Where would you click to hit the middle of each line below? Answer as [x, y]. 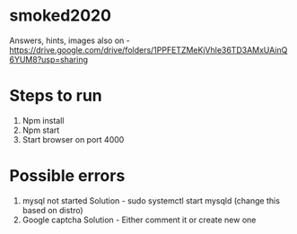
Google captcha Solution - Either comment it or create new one [139, 220]
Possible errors [67, 176]
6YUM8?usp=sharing [48, 59]
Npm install [43, 120]
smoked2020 [61, 16]
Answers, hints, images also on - [70, 40]
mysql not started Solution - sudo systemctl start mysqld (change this [151, 200]
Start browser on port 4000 [73, 139]
